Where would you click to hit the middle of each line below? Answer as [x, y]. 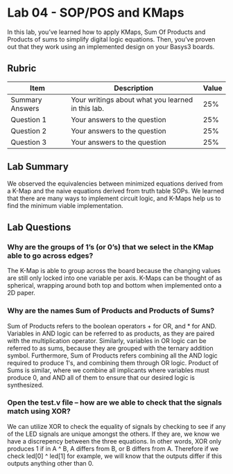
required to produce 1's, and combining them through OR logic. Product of [113, 362]
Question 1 [29, 119]
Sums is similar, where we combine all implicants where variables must [108, 370]
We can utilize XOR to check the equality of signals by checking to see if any [116, 426]
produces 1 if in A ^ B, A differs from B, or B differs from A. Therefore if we [113, 448]
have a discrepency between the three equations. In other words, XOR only [114, 441]
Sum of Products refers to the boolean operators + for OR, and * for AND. [112, 326]
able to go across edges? [50, 256]
